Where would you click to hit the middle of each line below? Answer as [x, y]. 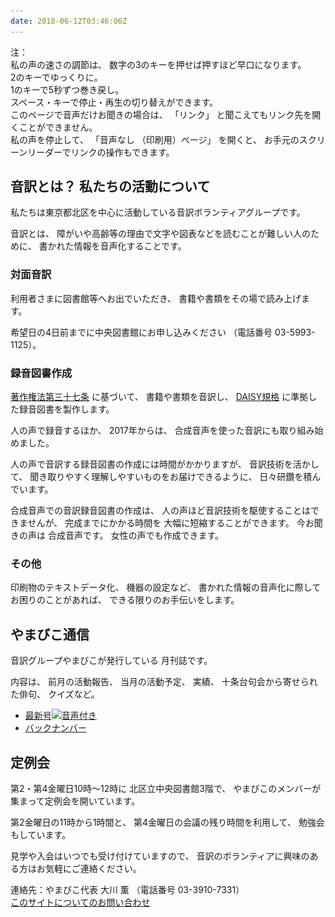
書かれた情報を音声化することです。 [112, 246]
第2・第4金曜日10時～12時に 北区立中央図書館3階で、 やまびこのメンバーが [166, 788]
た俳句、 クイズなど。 [55, 694]
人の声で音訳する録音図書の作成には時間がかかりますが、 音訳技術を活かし [165, 464]
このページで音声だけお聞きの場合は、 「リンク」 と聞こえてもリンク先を [161, 114]
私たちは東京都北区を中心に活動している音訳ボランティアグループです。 [158, 212]
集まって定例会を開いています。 [75, 801]
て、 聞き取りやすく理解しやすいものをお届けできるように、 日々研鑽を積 [161, 477]
